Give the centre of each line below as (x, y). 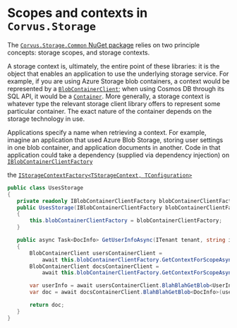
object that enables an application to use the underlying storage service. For (118, 74)
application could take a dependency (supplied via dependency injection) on (119, 155)
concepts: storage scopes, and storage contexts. (79, 52)
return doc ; (47, 305)
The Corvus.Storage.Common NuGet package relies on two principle (104, 45)
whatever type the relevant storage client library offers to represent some (114, 103)
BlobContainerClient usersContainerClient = (96, 253)
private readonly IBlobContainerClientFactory (86, 201)
